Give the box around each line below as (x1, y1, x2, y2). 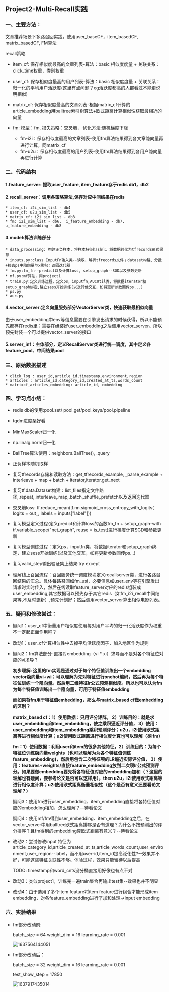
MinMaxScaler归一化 (12, 429, 56, 435)
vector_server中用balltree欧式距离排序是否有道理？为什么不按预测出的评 (12, 822, 162, 828)
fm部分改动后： (12, 951, 45, 958)
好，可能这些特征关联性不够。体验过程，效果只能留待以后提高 (12, 857, 141, 863)
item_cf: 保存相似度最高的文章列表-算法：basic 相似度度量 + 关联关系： (12, 61, 160, 67)
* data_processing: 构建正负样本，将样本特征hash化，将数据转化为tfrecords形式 (5, 247, 160, 252)
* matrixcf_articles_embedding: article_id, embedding (5, 382, 123, 387)
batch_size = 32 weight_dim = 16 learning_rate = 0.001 (12, 961, 126, 968)
